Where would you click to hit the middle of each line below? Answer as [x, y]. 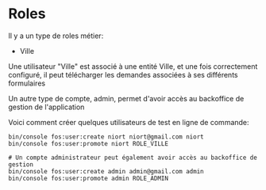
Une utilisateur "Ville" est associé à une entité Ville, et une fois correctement [133, 66]
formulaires [27, 83]
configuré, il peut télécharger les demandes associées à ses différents [123, 74]
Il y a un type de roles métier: [56, 36]
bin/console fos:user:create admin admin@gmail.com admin [106, 171]
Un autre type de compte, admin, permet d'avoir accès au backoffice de [126, 98]
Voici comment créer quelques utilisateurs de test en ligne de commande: [129, 122]
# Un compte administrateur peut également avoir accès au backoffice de [133, 158]
